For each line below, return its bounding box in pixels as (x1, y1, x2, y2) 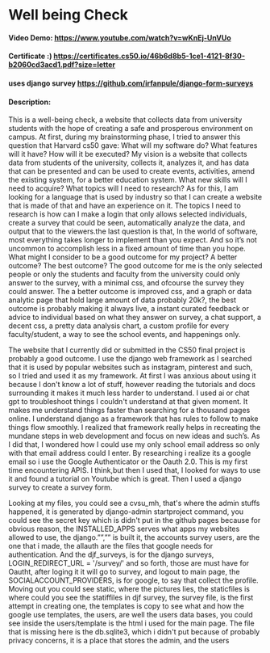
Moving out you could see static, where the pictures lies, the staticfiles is (8, 584, 250, 594)
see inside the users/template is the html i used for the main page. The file (8, 618, 255, 628)
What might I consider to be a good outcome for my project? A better (8, 252, 238, 262)
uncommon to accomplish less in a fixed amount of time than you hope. (8, 244, 246, 254)
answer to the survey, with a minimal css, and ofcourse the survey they (8, 278, 244, 288)
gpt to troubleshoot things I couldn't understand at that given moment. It (8, 397, 248, 407)
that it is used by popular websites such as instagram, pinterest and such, (8, 362, 253, 373)
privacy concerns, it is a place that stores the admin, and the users (8, 636, 230, 646)
